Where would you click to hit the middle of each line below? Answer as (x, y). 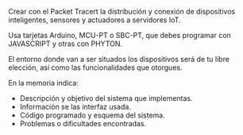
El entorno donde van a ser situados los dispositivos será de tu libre (119, 59)
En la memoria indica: (44, 83)
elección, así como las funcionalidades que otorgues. (95, 67)
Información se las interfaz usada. (75, 107)
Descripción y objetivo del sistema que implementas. (106, 98)
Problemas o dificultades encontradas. (83, 123)
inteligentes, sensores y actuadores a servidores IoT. (94, 20)
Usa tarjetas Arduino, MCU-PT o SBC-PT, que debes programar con (120, 35)
